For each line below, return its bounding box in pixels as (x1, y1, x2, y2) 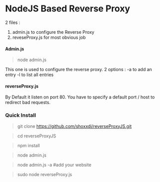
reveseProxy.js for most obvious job (12, 34, 86, 40)
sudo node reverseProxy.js (17, 171, 72, 177)
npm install (17, 142, 40, 148)
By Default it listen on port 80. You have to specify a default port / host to (5, 94, 155, 100)
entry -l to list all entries (5, 72, 54, 78)
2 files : (5, 19, 20, 25)
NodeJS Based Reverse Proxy (5, 3, 130, 14)
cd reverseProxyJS (17, 133, 56, 139)
